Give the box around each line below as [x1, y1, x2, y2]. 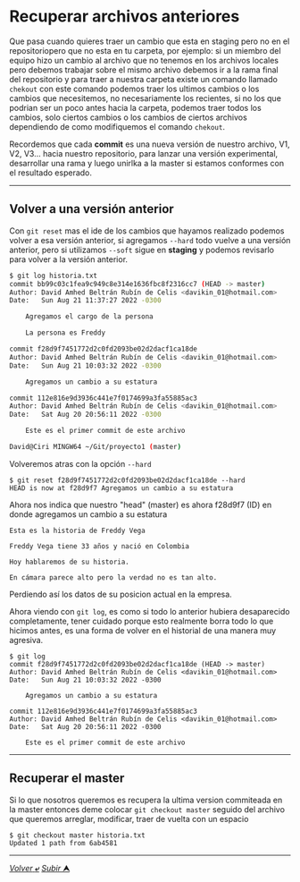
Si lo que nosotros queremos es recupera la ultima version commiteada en [9, 794, 283, 805]
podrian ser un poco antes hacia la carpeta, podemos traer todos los [9, 102, 262, 113]
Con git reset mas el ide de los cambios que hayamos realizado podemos [9, 225, 285, 236]
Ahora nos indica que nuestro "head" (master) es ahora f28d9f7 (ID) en [9, 499, 272, 510]
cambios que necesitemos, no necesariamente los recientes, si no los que [9, 92, 281, 104]
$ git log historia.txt [9, 271, 98, 280]
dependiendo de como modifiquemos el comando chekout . [9, 121, 226, 131]
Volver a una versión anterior [9, 201, 174, 216]
